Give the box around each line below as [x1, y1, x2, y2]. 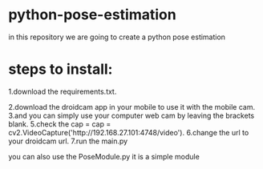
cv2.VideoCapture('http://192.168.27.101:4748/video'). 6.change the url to [8, 127, 249, 137]
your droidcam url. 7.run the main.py [8, 136, 128, 146]
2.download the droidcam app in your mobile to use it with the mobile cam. [8, 102, 256, 111]
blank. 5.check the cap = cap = [8, 119, 111, 129]
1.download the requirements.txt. [8, 87, 117, 96]
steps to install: [8, 60, 113, 78]
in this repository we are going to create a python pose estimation [8, 32, 226, 42]
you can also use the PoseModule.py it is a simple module [8, 151, 200, 161]
